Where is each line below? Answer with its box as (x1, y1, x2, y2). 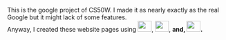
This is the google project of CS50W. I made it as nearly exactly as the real (7, 6, 220, 14)
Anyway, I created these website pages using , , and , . (7, 26, 203, 33)
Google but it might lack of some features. (7, 13, 127, 21)
